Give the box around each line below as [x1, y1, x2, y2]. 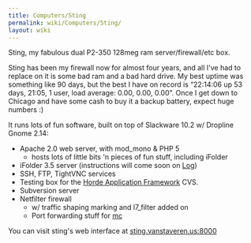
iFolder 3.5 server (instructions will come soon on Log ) [19, 161, 197, 170]
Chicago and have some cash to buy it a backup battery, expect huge [8, 96, 234, 107]
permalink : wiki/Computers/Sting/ [8, 19, 122, 27]
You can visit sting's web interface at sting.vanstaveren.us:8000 [8, 226, 217, 236]
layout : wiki [8, 26, 51, 34]
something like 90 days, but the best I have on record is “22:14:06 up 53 [8, 80, 243, 89]
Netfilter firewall [19, 194, 73, 204]
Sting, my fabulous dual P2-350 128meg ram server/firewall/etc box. [8, 48, 230, 58]
